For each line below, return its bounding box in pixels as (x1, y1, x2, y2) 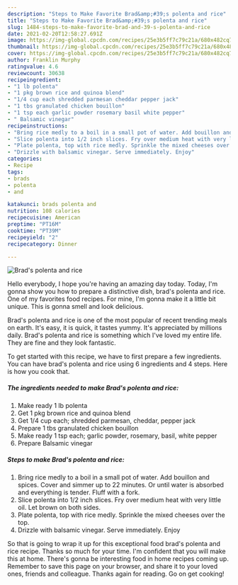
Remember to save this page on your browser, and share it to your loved (7, 562, 218, 571)
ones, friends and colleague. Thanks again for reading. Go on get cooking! (7, 569, 225, 578)
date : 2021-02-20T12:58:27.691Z (7, 30, 103, 38)
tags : (7, 168, 23, 176)
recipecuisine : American (7, 214, 81, 222)
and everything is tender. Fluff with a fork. (17, 488, 140, 496)
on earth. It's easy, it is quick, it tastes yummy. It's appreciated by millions (7, 324, 222, 332)
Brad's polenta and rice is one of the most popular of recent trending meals (7, 316, 227, 324)
